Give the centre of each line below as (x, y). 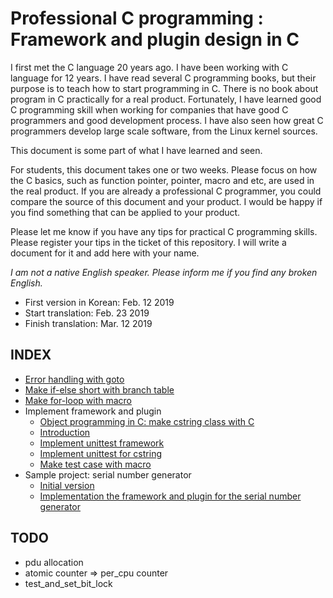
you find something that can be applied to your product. (125, 212)
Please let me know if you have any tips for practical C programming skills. (164, 231)
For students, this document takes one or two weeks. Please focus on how (164, 169)
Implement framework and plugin (93, 411)
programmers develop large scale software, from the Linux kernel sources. (164, 131)
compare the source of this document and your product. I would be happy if (166, 201)
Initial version (67, 485)
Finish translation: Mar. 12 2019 (88, 323)
